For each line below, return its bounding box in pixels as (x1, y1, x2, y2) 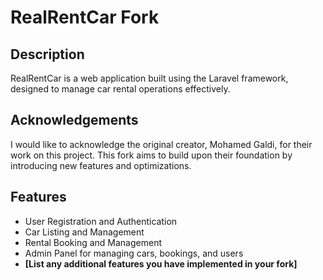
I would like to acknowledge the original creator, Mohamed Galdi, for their (10, 138, 313, 150)
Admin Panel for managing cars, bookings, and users (24, 247, 244, 259)
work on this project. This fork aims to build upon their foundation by (10, 149, 293, 161)
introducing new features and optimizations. (10, 159, 192, 171)
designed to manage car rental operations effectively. (10, 83, 231, 95)
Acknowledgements (10, 112, 139, 129)
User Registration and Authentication (24, 215, 178, 227)
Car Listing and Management (24, 226, 145, 238)
